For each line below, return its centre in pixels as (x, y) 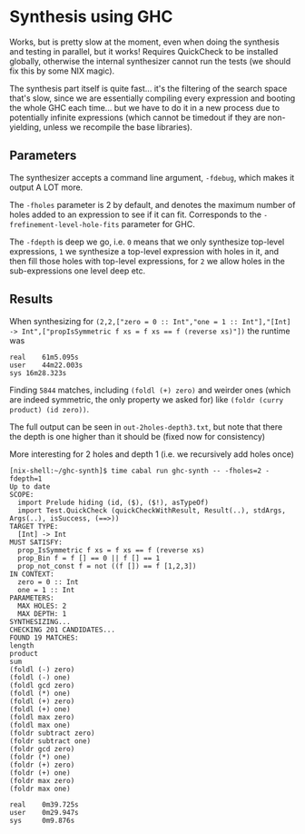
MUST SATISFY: (36, 542)
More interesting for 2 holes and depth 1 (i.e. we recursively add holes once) (152, 454)
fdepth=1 (26, 479)
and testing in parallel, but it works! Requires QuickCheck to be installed (144, 51)
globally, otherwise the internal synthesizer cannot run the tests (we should (150, 61)
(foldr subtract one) (50, 741)
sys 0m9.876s (42, 820)
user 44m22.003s (46, 365)
